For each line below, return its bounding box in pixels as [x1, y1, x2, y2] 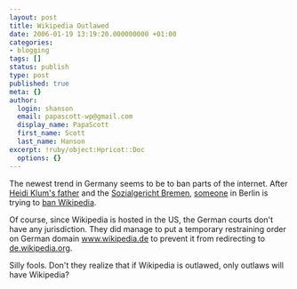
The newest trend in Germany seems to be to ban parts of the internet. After [9, 178, 288, 189]
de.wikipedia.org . [9, 242, 73, 253]
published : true [9, 79, 69, 88]
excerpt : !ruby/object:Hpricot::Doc [9, 145, 145, 154]
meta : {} [9, 87, 42, 96]
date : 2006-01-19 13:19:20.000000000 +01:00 [9, 29, 177, 38]
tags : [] [9, 54, 42, 63]
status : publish [9, 63, 69, 72]
